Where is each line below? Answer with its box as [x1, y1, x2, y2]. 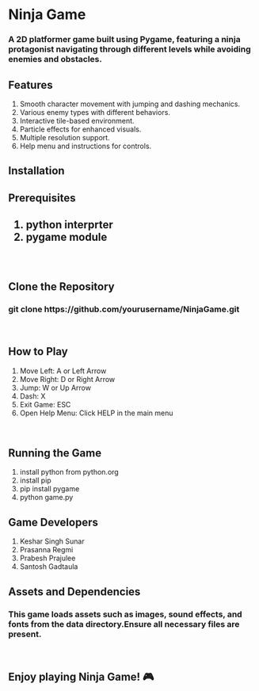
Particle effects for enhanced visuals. [19, 124, 142, 134]
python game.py [19, 493, 74, 502]
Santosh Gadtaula [19, 562, 78, 571]
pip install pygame [19, 484, 80, 494]
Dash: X [19, 391, 46, 401]
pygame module [25, 231, 108, 244]
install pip [19, 475, 51, 485]
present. [8, 628, 42, 639]
